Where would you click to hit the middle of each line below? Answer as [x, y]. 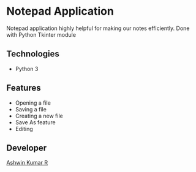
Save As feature [36, 122]
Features [24, 88]
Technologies [33, 54]
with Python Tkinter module [41, 34]
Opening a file [33, 103]
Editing [24, 129]
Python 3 [27, 69]
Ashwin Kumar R [27, 163]
